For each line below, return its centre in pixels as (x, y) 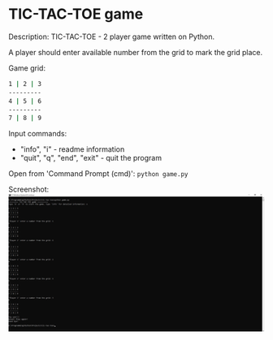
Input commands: (38, 134)
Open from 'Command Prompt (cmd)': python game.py (98, 174)
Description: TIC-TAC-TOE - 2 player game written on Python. (112, 37)
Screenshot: (29, 189)
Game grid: (27, 68)
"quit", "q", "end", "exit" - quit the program (91, 158)
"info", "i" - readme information (72, 149)
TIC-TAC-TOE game (76, 14)
